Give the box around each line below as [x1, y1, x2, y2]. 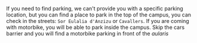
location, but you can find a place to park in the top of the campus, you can [6, 11, 192, 18]
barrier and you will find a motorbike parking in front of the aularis [6, 30, 169, 37]
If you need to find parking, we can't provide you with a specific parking [6, 5, 183, 12]
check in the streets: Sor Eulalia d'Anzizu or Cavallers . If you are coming [6, 18, 189, 24]
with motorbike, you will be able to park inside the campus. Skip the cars [6, 24, 185, 31]
